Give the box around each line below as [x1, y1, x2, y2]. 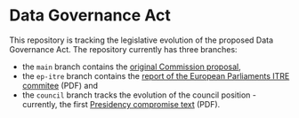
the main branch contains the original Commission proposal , [21, 61, 242, 72]
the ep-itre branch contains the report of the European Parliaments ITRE [21, 70, 290, 81]
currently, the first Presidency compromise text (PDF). [21, 98, 221, 109]
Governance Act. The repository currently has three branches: [9, 43, 238, 54]
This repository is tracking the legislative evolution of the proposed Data [9, 35, 274, 45]
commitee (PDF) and [21, 80, 98, 90]
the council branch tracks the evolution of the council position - [21, 90, 256, 100]
